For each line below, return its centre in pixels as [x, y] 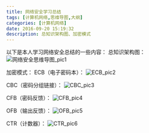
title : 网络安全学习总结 [34, 12]
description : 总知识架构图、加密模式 [49, 34]
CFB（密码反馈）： [29, 98]
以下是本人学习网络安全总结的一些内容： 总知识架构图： [76, 52]
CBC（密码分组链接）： [34, 85]
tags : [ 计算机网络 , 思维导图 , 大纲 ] [45, 17]
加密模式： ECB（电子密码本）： [45, 72]
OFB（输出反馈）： [29, 111]
